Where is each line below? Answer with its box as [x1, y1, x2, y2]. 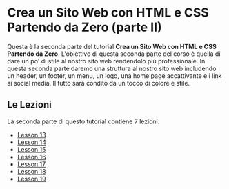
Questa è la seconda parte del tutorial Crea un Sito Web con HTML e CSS [7, 42, 217, 50]
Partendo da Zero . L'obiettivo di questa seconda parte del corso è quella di [7, 50, 221, 58]
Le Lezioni [7, 99, 52, 111]
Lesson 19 [17, 175, 46, 183]
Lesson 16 [17, 152, 46, 161]
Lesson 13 [17, 130, 46, 139]
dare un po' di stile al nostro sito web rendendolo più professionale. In [7, 57, 206, 65]
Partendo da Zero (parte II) [7, 19, 162, 35]
